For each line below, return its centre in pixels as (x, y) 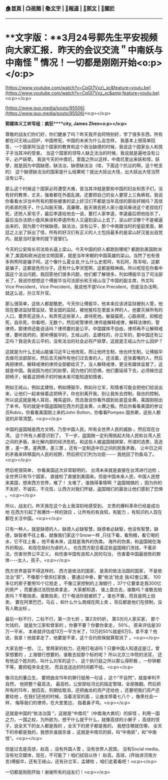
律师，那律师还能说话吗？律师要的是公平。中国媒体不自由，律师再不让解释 (82, 328)
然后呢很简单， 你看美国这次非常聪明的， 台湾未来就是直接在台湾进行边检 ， (84, 470)
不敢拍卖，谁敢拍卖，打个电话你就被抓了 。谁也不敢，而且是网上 (84, 596)
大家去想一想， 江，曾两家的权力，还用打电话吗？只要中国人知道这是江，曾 (82, 648)
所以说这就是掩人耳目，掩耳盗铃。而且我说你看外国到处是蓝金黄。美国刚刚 (82, 400)
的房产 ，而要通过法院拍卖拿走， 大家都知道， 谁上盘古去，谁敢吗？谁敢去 (81, 589)
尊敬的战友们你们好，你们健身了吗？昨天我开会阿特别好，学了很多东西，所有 (84, 134)
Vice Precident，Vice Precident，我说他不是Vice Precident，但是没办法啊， (83, 287)
